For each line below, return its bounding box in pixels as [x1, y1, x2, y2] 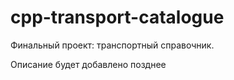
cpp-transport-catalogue [10, 6, 225, 29]
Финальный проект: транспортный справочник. [10, 39, 215, 51]
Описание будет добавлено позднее [10, 58, 167, 70]
